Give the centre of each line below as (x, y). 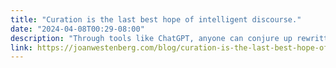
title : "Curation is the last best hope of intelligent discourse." (156, 19)
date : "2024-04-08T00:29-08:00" (77, 29)
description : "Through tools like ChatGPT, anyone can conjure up (151, 38)
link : (21, 47)
